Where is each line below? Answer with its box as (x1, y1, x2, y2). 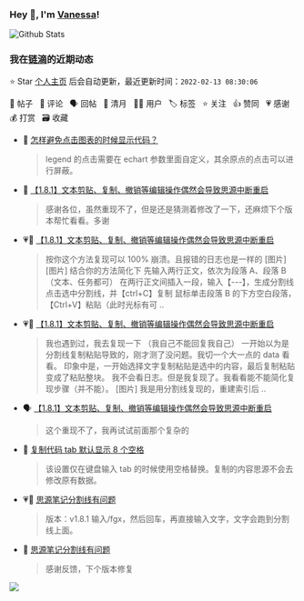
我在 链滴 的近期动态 (9, 54, 94, 66)
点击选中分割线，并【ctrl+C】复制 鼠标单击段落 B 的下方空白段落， (45, 287, 297, 298)
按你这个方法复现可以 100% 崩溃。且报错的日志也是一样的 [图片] (45, 254, 287, 265)
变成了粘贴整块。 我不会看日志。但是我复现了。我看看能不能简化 (45, 372, 288, 383)
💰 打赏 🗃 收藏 (9, 112, 68, 123)
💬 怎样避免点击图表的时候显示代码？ (22, 134, 158, 145)
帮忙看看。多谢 (53, 215, 110, 225)
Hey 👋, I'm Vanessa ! (9, 8, 100, 21)
